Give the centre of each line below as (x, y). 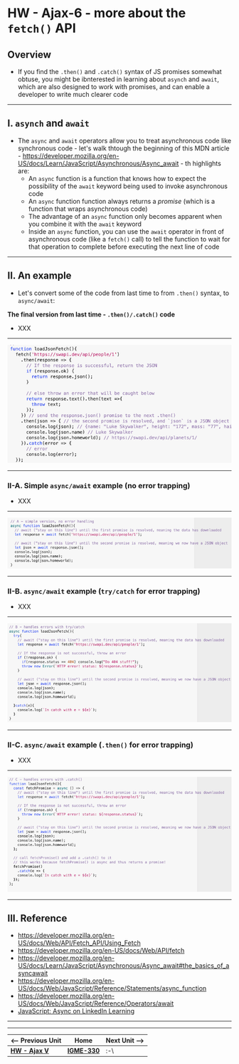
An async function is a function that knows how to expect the (117, 178)
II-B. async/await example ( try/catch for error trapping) (104, 592)
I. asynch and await (48, 124)
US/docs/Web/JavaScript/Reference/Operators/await (96, 1003)
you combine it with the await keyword (85, 224)
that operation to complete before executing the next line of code (124, 247)
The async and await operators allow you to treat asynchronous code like (124, 140)
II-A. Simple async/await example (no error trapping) (99, 485)
